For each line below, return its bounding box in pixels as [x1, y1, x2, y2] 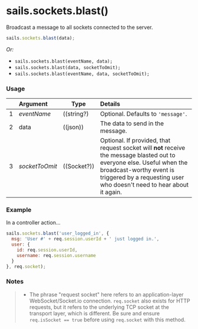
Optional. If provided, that [100, 136, 171, 145]
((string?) [62, 110, 89, 118]
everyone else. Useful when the [100, 158, 188, 167]
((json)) [62, 123, 84, 131]
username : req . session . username [16, 252, 96, 258]
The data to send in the [100, 119, 164, 128]
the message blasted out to [100, 151, 176, 159]
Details [100, 100, 121, 108]
